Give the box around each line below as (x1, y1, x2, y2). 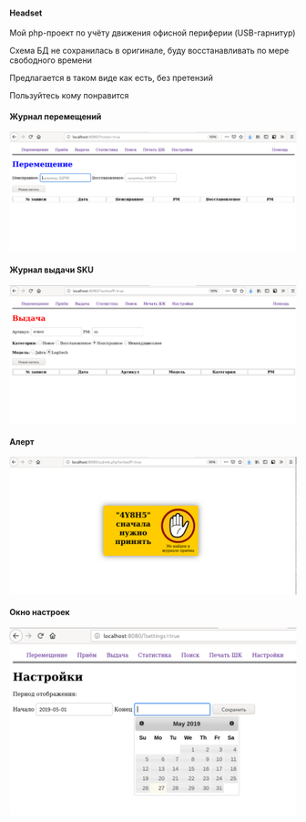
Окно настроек (9, 607, 70, 618)
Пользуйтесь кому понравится (9, 90, 129, 101)
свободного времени (9, 55, 93, 66)
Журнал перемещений (9, 110, 102, 122)
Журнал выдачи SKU (9, 264, 94, 275)
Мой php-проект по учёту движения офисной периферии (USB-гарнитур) (9, 27, 296, 38)
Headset (9, 7, 43, 18)
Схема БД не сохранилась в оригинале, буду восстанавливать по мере (9, 46, 290, 57)
